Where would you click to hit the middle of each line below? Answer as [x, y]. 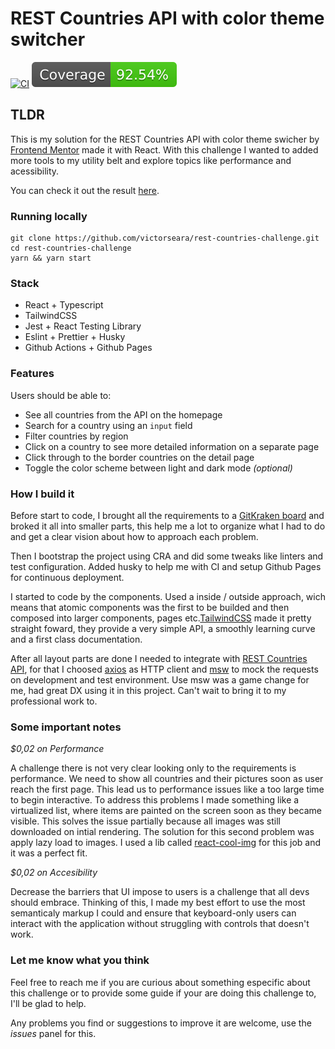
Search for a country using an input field [108, 425]
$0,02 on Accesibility [54, 873]
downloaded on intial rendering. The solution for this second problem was [162, 832]
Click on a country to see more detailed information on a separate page [172, 446]
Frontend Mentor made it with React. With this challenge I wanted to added [164, 149]
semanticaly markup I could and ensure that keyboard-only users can [153, 913]
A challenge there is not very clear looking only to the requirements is [153, 768]
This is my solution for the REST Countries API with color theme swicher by [165, 139]
